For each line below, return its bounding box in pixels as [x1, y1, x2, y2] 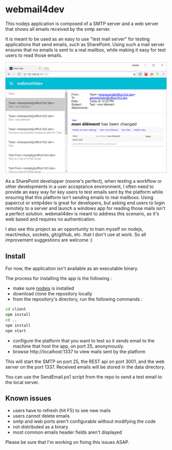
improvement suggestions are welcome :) [5, 237, 93, 243]
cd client [5, 307, 27, 312]
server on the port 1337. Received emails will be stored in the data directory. [5, 363, 165, 370]
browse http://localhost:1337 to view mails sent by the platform [12, 348, 146, 354]
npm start [5, 328, 27, 333]
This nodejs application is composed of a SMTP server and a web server [5, 20, 159, 27]
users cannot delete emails [12, 413, 70, 419]
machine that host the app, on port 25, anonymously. [12, 343, 124, 349]
